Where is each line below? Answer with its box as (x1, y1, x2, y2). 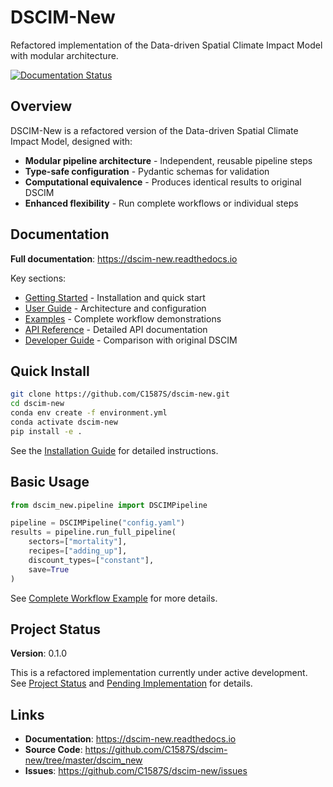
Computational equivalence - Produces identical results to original (24, 176, 302, 188)
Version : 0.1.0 (10, 647, 68, 660)
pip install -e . (10, 426, 83, 436)
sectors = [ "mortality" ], (28, 537, 128, 547)
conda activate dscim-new (10, 417, 118, 427)
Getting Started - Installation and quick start (24, 291, 206, 303)
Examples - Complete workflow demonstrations (24, 312, 222, 325)
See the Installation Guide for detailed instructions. (10, 444, 219, 456)
